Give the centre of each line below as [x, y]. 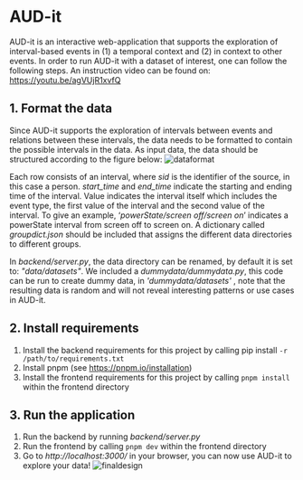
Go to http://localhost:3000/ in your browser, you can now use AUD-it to [157, 456]
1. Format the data [61, 109]
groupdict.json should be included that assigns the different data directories [151, 234]
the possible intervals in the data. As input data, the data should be [134, 149]
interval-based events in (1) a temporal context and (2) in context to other [146, 51]
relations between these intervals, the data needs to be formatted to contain [151, 140]
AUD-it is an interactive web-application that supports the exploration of [144, 42]
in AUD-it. [28, 299]
